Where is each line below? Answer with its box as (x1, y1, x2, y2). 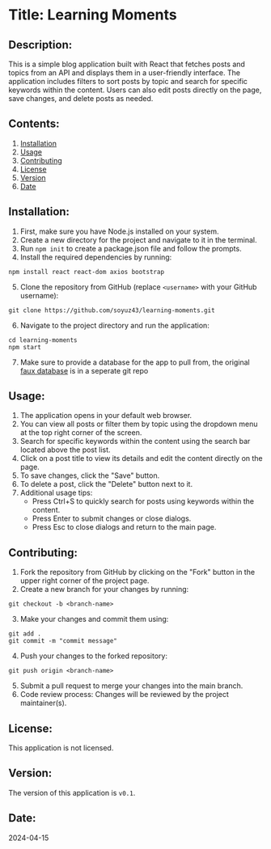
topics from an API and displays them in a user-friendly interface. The (8, 68, 241, 78)
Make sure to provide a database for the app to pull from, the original (19, 357, 250, 367)
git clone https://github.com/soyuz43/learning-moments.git (8, 306, 216, 315)
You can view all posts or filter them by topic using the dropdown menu (19, 419, 258, 429)
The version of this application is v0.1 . (8, 788, 136, 797)
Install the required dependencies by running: (19, 252, 172, 262)
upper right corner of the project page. (19, 576, 150, 585)
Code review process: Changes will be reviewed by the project (19, 690, 229, 699)
